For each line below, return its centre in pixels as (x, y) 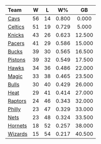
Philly (14, 109)
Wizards (18, 134)
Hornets (18, 125)
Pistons (17, 60)
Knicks (16, 35)
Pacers (16, 43)
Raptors (17, 101)
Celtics (16, 27)
